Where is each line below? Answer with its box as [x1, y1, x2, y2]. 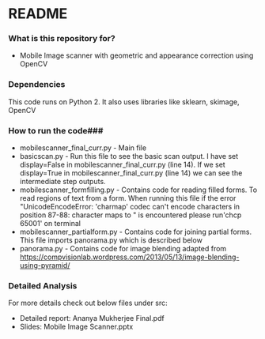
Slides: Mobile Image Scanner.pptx [19, 322, 134, 332]
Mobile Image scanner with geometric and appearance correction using [19, 51, 254, 60]
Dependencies [8, 79, 66, 90]
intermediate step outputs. [19, 177, 106, 186]
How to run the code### [8, 125, 104, 136]
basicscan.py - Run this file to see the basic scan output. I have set [19, 152, 239, 161]
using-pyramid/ [19, 261, 70, 270]
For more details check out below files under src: [8, 298, 168, 308]
